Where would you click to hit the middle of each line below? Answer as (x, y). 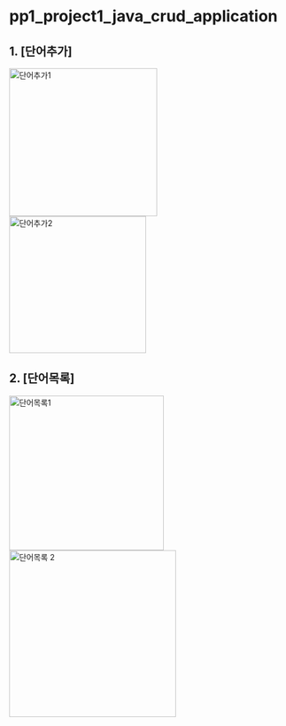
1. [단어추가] (41, 51)
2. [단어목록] (42, 379)
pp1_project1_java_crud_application (143, 16)
